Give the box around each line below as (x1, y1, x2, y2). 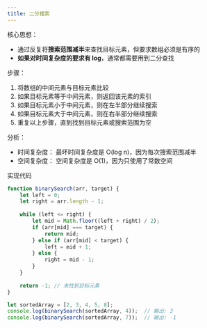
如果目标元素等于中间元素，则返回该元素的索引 (17, 92, 151, 100)
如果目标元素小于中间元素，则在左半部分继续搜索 (17, 100, 158, 109)
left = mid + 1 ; (44, 243, 92, 251)
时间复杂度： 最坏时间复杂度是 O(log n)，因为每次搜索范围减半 (17, 148, 197, 156)
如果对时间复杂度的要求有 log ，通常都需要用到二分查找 (17, 54, 175, 62)
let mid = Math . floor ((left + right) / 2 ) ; (32, 217, 160, 224)
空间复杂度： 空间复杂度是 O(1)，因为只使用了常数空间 (17, 156, 173, 164)
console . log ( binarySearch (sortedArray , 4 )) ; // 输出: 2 (7, 308, 174, 315)
